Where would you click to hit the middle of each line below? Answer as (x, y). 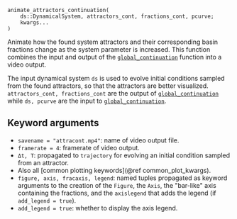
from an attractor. (43, 162)
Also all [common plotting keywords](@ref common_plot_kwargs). (114, 170)
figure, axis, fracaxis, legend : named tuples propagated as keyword (122, 178)
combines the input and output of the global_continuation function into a (115, 57)
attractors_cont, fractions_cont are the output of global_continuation (113, 93)
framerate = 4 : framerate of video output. (78, 147)
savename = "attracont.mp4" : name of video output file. (98, 140)
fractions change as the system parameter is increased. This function (109, 49)
